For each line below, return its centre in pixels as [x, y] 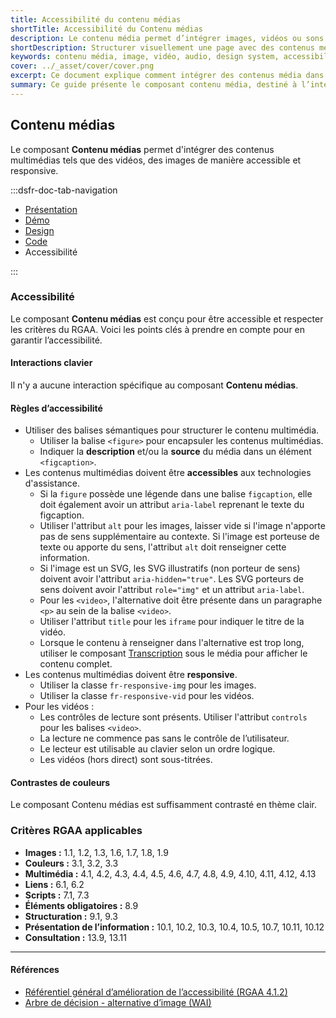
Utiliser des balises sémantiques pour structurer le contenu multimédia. [172, 430]
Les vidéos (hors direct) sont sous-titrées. [126, 760]
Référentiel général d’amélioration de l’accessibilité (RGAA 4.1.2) [156, 992]
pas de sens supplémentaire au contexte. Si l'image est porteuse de [179, 537]
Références [35, 970]
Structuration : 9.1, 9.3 [71, 916]
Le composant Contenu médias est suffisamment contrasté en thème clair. [164, 805]
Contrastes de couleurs [60, 782]
